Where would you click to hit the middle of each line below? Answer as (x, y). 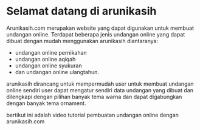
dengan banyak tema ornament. (46, 103)
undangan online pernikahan (51, 52)
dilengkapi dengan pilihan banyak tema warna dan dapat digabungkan (94, 97)
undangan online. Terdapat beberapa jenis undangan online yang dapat (96, 34)
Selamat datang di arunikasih (81, 11)
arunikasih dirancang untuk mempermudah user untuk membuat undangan (100, 84)
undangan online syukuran (48, 66)
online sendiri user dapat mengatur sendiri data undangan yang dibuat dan (100, 90)
